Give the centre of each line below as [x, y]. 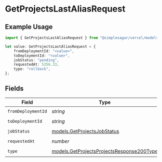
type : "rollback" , [32, 69]
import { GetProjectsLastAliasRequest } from [51, 38]
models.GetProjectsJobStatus [85, 132]
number [60, 141]
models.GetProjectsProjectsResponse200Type [105, 151]
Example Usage [29, 27]
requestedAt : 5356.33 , [36, 65]
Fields [14, 89]
